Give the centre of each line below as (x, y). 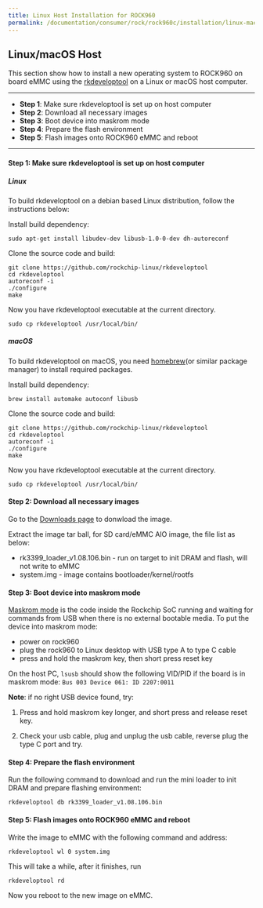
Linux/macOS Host (55, 55)
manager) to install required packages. (70, 369)
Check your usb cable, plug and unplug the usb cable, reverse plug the (134, 736)
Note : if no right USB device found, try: (71, 697)
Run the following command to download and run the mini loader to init (122, 780)
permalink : (26, 23)
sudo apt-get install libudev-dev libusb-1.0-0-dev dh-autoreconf (119, 239)
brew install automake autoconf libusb (73, 399)
